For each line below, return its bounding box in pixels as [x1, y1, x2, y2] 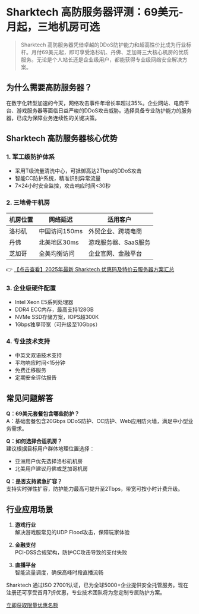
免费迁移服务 [14, 366, 46, 374]
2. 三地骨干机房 [6, 199, 50, 207]
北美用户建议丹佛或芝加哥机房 [14, 465, 88, 472]
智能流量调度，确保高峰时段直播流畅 [14, 569, 104, 576]
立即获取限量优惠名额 [6, 602, 58, 609]
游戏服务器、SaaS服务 [88, 238, 151, 246]
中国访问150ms [39, 227, 83, 235]
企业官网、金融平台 [88, 249, 143, 258]
